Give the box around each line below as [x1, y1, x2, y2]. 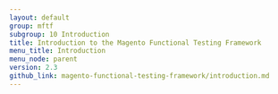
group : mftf [9, 21, 54, 30]
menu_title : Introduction [9, 47, 105, 56]
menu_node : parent [9, 55, 78, 64]
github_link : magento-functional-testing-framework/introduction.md [9, 72, 270, 81]
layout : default [9, 13, 70, 22]
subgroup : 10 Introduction [9, 30, 110, 38]
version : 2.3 [9, 64, 58, 73]
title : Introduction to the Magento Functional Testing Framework [9, 38, 262, 47]
